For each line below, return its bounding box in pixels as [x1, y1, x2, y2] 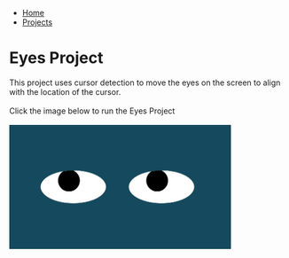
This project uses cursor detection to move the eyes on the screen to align [9, 77, 281, 88]
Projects [21, 17, 53, 27]
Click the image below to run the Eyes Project [9, 106, 176, 116]
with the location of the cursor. [9, 86, 121, 97]
